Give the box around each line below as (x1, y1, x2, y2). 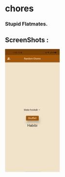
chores (5, 3, 34, 14)
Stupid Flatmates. (5, 21, 48, 28)
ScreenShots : (5, 35, 49, 44)
